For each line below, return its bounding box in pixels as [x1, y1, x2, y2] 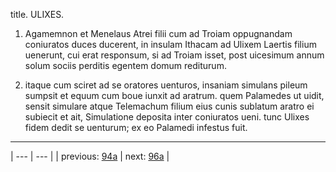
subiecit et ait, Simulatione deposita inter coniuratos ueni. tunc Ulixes [24, 111, 310, 123]
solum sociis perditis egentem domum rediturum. [24, 60, 227, 71]
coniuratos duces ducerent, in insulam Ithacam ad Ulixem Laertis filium [24, 39, 317, 50]
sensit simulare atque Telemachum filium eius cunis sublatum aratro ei [24, 100, 315, 112]
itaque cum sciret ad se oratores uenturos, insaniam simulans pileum [24, 79, 308, 91]
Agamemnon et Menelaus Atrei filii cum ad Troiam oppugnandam [24, 28, 293, 39]
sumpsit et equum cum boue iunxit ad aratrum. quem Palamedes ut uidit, [24, 90, 325, 101]
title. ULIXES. [10, 9, 65, 20]
